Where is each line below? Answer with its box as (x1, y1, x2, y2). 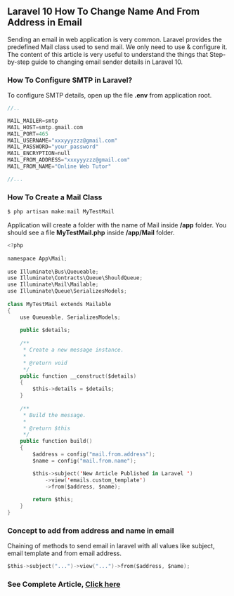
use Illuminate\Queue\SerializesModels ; (7, 288, 128, 295)
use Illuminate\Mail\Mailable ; (7, 281, 99, 289)
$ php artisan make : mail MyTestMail (7, 208, 115, 216)
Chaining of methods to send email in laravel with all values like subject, (7, 542, 215, 550)
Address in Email (7, 17, 82, 29)
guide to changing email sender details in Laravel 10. (31, 58, 183, 66)
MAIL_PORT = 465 (7, 130, 49, 138)
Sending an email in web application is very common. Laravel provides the (7, 35, 223, 44)
